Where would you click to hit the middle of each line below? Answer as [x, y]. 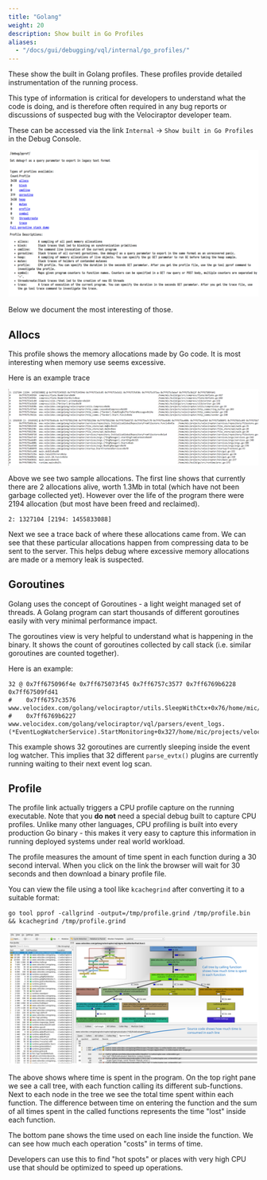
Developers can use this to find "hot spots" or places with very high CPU [127, 1159]
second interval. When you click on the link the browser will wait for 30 [124, 865]
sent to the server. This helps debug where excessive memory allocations [129, 551]
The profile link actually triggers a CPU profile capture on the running [121, 808]
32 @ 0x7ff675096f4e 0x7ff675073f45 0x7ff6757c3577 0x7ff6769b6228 [122, 684]
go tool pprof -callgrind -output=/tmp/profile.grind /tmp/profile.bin [129, 913]
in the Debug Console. [45, 139]
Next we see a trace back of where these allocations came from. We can [127, 534]
